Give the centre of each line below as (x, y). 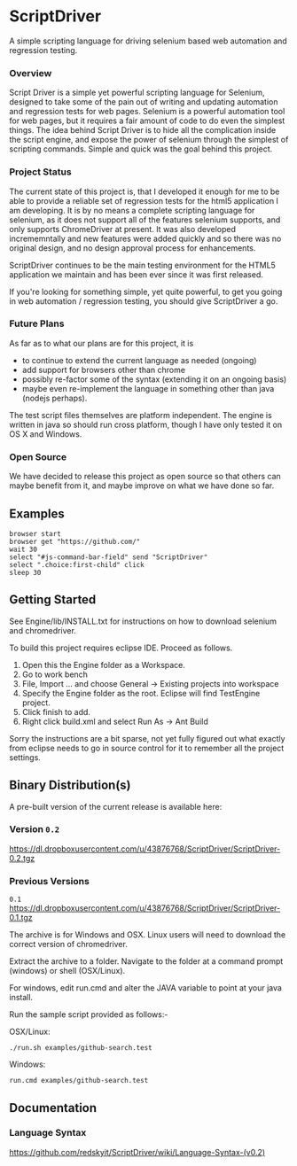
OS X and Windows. (46, 434)
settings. (25, 757)
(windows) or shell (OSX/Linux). (67, 971)
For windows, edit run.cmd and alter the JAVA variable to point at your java (145, 988)
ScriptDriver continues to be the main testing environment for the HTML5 (143, 265)
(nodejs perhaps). (55, 398)
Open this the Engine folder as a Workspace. (104, 665)
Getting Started (53, 600)
